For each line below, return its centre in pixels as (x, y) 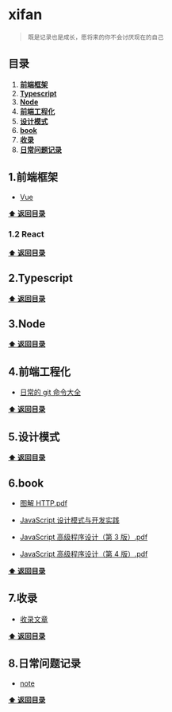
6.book (26, 483)
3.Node (27, 324)
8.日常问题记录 (45, 664)
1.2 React (27, 234)
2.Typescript (41, 278)
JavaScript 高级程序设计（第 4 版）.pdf (84, 554)
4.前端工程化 (40, 372)
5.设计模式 (34, 437)
